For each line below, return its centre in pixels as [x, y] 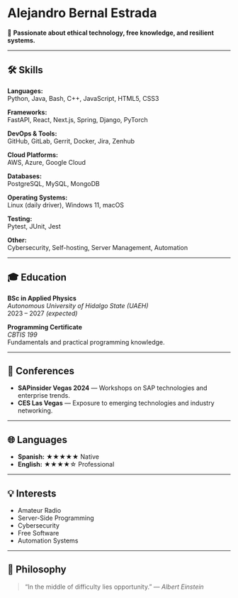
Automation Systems [48, 540]
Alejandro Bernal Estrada [82, 13]
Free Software [38, 533]
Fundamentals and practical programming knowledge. [86, 342]
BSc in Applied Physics [42, 298]
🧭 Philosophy [37, 570]
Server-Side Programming [56, 518]
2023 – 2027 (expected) [42, 313]
